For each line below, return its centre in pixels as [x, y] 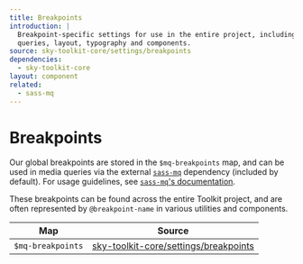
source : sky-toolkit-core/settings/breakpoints [101, 51]
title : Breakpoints [46, 18]
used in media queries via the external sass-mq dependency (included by [144, 172]
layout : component [44, 77]
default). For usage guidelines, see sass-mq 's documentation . [123, 182]
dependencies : [36, 59]
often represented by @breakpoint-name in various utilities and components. [149, 209]
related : [26, 85]
